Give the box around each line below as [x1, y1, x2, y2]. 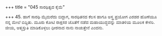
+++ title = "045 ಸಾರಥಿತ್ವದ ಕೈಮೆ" [5, 4, 65, 10]
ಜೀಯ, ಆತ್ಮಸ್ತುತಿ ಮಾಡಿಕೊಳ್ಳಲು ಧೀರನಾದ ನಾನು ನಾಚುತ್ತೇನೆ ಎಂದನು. [5, 25, 104, 31]
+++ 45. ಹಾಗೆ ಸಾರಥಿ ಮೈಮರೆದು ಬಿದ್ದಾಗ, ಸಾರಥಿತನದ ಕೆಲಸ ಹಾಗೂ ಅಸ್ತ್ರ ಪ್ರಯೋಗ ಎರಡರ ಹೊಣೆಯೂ [5, 14, 157, 19]
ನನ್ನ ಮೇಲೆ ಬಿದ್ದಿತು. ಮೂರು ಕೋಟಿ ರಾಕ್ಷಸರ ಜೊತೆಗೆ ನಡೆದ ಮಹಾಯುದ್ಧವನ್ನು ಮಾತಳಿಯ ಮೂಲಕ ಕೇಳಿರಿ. [5, 19, 155, 25]
